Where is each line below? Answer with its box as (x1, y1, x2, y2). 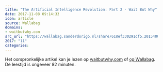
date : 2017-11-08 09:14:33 (5, 12, 60, 16)
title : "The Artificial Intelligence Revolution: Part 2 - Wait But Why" (5, 7, 158, 12)
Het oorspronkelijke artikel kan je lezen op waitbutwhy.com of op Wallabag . (5, 56, 156, 62)
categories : (5, 43, 29, 48)
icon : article (5, 16, 34, 21)
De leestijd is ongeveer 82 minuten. (5, 61, 76, 67)
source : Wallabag (5, 20, 40, 26)
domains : (5, 25, 23, 30)
